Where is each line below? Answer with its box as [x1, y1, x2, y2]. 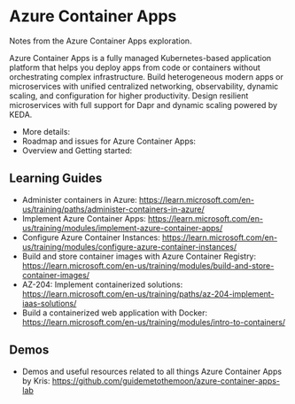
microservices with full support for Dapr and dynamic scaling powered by [9, 99, 277, 110]
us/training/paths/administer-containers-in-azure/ [21, 204, 206, 214]
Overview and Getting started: [21, 144, 133, 156]
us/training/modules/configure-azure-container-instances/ [21, 241, 237, 252]
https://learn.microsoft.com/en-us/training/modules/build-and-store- [21, 260, 275, 271]
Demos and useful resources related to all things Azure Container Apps [21, 366, 282, 377]
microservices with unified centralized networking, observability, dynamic [9, 81, 279, 91]
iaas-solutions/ [21, 298, 77, 308]
